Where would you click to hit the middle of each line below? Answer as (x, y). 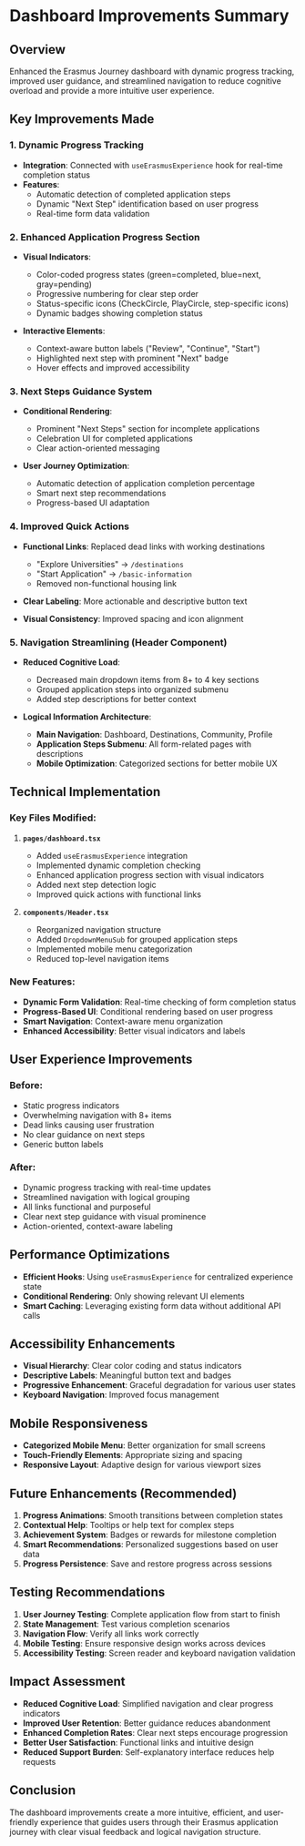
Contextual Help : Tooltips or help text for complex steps (128, 1525)
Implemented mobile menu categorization (114, 949)
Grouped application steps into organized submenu (132, 689)
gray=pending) (64, 284)
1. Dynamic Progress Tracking (76, 145)
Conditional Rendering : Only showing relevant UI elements (133, 1296)
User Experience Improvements (101, 1060)
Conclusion (43, 1790)
